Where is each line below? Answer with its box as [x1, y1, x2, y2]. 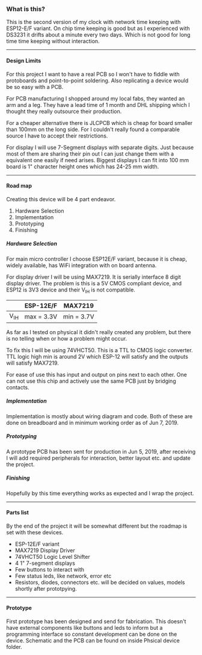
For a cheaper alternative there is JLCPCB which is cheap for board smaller [6, 119, 193, 126]
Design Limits [6, 56, 41, 64]
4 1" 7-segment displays [14, 559, 75, 567]
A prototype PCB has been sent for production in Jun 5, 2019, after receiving [6, 448, 196, 455]
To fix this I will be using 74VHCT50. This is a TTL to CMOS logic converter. [6, 346, 194, 353]
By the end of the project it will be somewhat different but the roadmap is [6, 522, 188, 529]
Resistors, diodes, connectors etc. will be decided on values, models [14, 579, 185, 586]
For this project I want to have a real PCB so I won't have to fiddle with [6, 70, 180, 78]
